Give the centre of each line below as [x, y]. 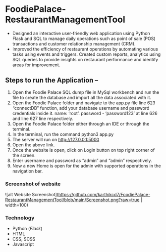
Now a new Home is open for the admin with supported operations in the [86, 166]
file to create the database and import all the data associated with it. [82, 97]
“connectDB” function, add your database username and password [81, 108]
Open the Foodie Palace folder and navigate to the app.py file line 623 [84, 103]
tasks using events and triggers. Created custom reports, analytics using [86, 54]
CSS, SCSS [24, 239]
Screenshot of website [33, 184]
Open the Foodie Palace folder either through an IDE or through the [81, 124]
